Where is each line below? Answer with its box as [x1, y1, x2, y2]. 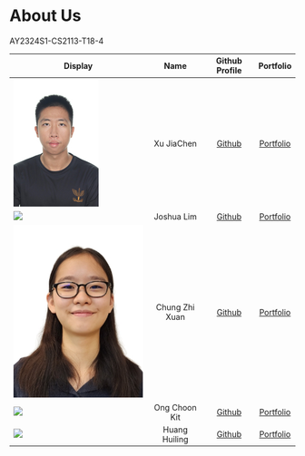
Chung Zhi [155, 302, 195, 313]
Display [63, 60, 93, 71]
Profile [216, 65, 242, 76]
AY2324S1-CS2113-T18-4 [9, 35, 104, 46]
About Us [9, 5, 82, 26]
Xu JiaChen [153, 138, 198, 150]
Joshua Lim [153, 210, 198, 222]
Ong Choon [153, 402, 197, 412]
